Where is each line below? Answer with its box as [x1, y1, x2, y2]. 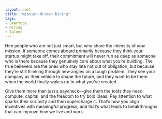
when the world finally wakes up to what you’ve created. [5, 79, 118, 85]
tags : [5, 16, 16, 21]
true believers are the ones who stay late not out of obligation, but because [5, 63, 155, 69]
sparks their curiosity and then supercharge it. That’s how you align [5, 99, 139, 104]
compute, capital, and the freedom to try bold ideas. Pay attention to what [5, 93, 152, 99]
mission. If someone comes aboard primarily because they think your [5, 48, 143, 54]
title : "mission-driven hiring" [5, 12, 70, 16]
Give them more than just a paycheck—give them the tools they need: [5, 88, 144, 94]
